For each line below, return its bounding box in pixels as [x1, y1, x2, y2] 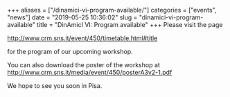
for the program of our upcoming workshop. [7, 48, 133, 55]
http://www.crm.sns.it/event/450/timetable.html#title [7, 34, 158, 42]
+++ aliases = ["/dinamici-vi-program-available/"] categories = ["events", [7, 6, 217, 14]
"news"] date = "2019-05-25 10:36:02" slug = [7, 13, 138, 21]
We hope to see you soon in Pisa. [7, 82, 103, 89]
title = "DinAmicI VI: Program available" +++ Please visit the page [37, 21, 223, 28]
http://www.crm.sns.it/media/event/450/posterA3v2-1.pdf [7, 69, 172, 76]
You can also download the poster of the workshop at [7, 61, 161, 69]
